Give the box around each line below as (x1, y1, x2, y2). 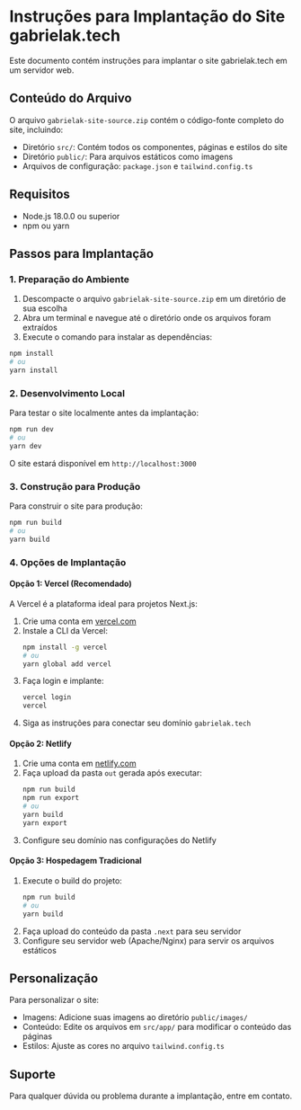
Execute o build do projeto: (22, 875, 123, 886)
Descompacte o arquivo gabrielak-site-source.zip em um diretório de (22, 294, 287, 305)
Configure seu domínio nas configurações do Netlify (22, 834, 217, 846)
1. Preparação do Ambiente (9, 272, 130, 285)
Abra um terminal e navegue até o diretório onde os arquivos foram (22, 313, 271, 324)
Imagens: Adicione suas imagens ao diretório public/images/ (22, 1012, 249, 1023)
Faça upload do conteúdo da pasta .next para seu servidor (22, 926, 242, 937)
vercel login (22, 693, 72, 702)
